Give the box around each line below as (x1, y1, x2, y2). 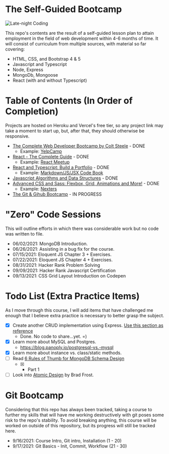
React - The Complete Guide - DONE (12, 153, 89, 159)
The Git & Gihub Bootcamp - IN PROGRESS (12, 191, 102, 197)
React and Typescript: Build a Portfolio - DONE (12, 164, 109, 170)
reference (12, 328, 33, 334)
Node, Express (12, 67, 44, 73)
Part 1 (27, 367, 39, 372)
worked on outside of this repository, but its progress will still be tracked (5, 423, 155, 428)
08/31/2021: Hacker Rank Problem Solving (12, 262, 100, 268)
